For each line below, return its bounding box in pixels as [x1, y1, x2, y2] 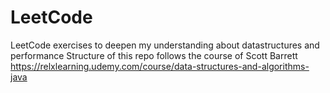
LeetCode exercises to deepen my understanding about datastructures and [10, 39, 320, 51]
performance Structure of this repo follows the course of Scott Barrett [10, 49, 298, 61]
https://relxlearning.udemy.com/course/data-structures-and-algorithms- [10, 60, 310, 72]
